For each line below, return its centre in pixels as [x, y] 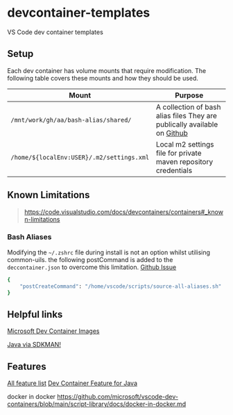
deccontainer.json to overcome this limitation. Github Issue [92, 267]
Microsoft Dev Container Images [53, 331]
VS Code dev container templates [55, 32]
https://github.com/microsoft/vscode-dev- [118, 397]
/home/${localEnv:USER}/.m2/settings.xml [80, 157]
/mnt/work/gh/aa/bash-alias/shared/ [71, 120]
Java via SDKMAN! [34, 345]
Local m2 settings [185, 144]
